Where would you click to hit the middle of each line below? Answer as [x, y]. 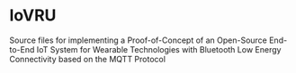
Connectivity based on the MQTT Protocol [88, 59]
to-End [22, 49]
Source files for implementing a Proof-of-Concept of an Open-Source [139, 40]
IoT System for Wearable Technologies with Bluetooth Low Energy [159, 49]
